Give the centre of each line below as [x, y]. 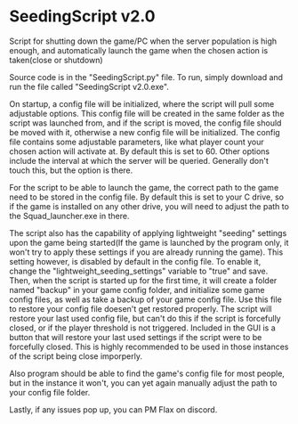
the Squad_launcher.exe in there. [69, 216]
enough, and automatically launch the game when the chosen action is [139, 50]
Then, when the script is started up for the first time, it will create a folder [143, 280]
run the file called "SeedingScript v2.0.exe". [89, 86]
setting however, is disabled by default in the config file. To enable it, [135, 261]
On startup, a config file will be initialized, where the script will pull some [142, 103]
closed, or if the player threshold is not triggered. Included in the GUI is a [142, 328]
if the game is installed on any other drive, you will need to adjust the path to [149, 206]
